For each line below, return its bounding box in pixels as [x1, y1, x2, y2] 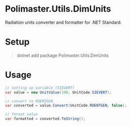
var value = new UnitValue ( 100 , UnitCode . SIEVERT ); [5, 90, 112, 95]
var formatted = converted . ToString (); [5, 116, 86, 122]
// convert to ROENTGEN [5, 98, 53, 104]
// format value [5, 112, 38, 117]
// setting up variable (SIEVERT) [5, 85, 75, 90]
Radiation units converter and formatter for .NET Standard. [5, 19, 122, 25]
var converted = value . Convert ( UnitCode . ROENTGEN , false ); [5, 103, 127, 108]
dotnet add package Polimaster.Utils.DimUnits [16, 52, 109, 58]
